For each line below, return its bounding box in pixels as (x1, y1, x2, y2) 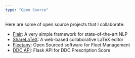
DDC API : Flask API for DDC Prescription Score (12, 47, 111, 53)
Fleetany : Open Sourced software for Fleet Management (12, 41, 130, 48)
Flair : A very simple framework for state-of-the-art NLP (12, 31, 128, 37)
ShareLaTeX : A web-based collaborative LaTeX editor (12, 36, 124, 42)
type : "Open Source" (5, 7, 49, 13)
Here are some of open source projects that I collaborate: (5, 21, 125, 27)
